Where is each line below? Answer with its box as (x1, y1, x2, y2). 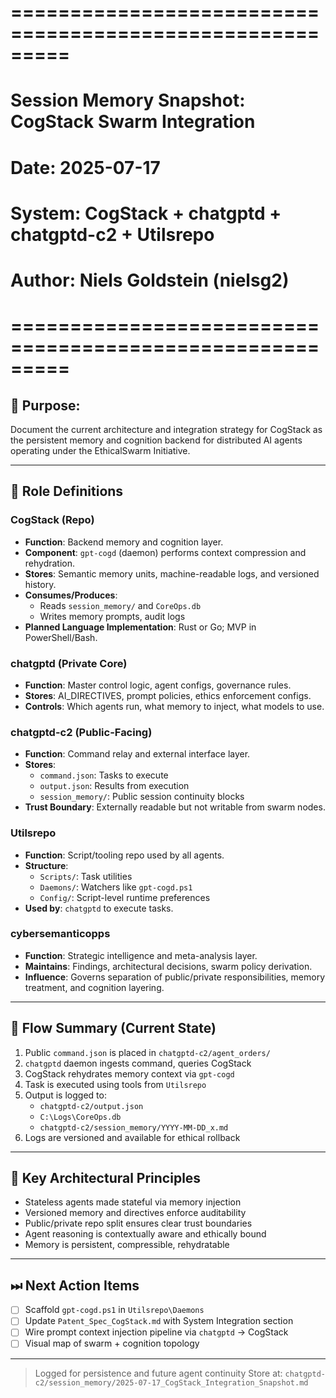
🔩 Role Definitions (10, 483, 124, 500)
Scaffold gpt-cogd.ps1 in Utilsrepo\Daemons (24, 1304, 205, 1316)
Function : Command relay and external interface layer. (24, 748, 251, 760)
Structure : (24, 859, 69, 871)
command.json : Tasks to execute (39, 769, 169, 781)
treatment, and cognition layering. (24, 981, 165, 993)
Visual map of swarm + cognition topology (24, 1337, 200, 1350)
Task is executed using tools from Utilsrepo (24, 1078, 207, 1090)
